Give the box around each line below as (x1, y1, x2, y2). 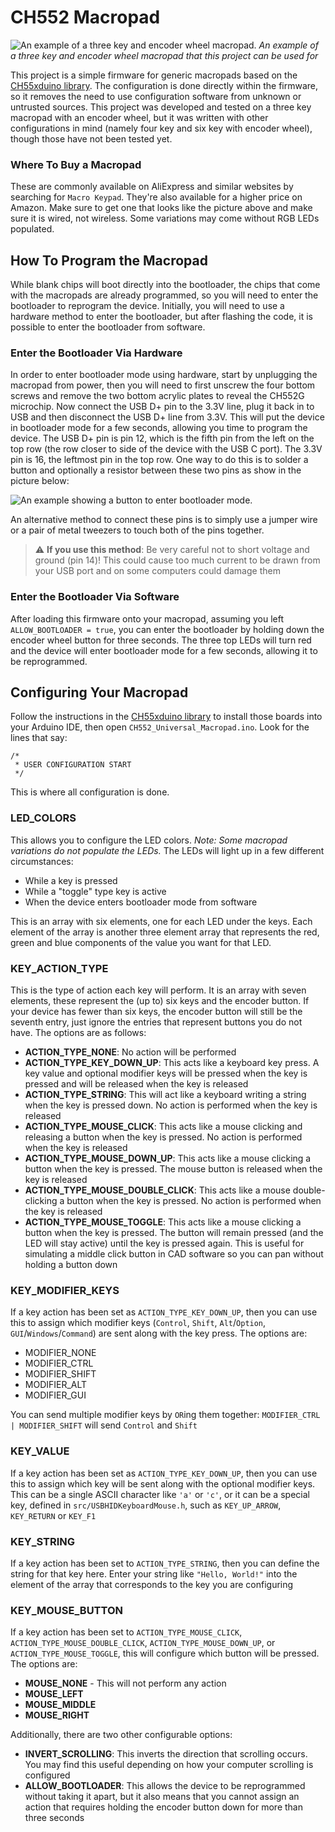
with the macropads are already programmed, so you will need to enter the (10, 289, 319, 301)
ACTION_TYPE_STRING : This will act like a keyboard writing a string (24, 1089, 307, 1101)
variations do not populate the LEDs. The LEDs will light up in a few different (10, 844, 325, 856)
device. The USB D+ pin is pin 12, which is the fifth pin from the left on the (10, 432, 315, 445)
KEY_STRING (10, 1534, 76, 1548)
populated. (10, 223, 55, 235)
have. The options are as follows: (10, 1027, 147, 1039)
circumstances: (10, 855, 74, 867)
